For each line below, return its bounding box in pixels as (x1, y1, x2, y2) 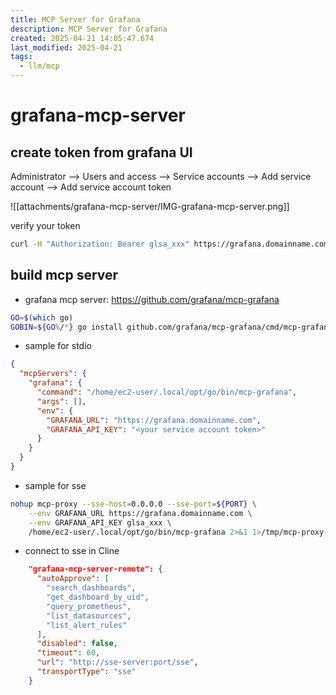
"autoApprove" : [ (36, 574, 110, 584)
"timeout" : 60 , (36, 648, 101, 658)
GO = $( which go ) (10, 312, 74, 323)
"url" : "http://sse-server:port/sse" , (36, 657, 199, 668)
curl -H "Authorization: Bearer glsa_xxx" (10, 239, 190, 249)
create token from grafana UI (10, 144, 193, 161)
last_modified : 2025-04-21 (10, 42, 123, 53)
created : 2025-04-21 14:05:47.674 (10, 33, 155, 43)
